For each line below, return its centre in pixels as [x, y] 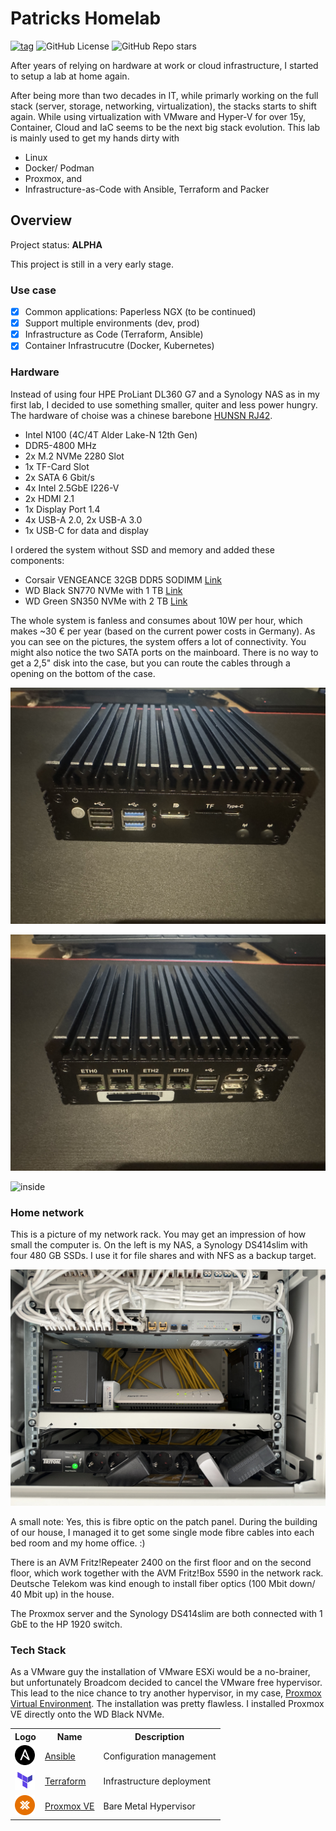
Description [159, 1736]
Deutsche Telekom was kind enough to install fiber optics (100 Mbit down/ [163, 1583]
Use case [33, 290]
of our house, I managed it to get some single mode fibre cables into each [162, 1532]
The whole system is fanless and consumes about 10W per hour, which [156, 620]
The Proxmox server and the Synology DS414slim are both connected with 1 [166, 1613]
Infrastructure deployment [157, 1781]
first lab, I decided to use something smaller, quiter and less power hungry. [164, 404]
